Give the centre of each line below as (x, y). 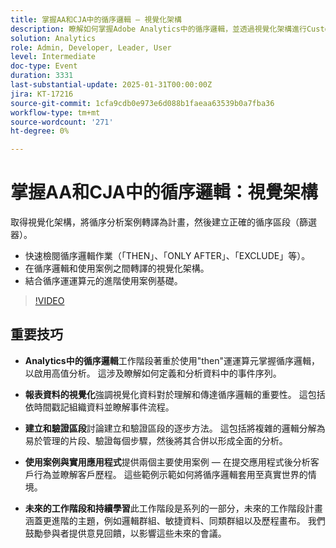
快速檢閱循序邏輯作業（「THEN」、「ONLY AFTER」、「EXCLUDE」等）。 (167, 256)
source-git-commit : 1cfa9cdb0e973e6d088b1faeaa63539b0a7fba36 (142, 103)
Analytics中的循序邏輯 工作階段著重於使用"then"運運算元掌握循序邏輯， (172, 360)
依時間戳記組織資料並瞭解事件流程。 (99, 407)
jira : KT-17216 (42, 94)
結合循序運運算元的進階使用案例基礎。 (103, 281)
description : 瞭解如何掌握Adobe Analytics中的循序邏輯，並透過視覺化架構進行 (158, 29)
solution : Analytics (53, 38)
